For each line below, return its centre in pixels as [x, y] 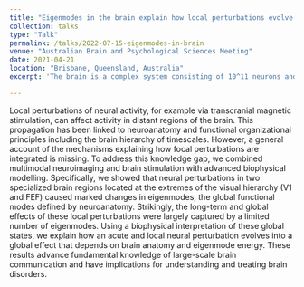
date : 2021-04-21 [42, 60]
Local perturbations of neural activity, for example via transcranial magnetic [151, 110]
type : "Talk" [34, 34]
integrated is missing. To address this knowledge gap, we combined [136, 158]
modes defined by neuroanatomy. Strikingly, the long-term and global [139, 206]
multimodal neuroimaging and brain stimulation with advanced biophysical [148, 167]
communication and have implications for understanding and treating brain [148, 264]
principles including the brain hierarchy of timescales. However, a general [147, 139]
